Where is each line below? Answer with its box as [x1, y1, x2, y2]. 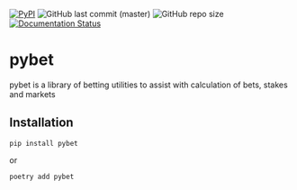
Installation [9, 115, 74, 131]
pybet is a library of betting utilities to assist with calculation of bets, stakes [9, 79, 288, 90]
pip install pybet [9, 139, 78, 148]
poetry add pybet [9, 172, 75, 181]
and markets [9, 88, 56, 99]
